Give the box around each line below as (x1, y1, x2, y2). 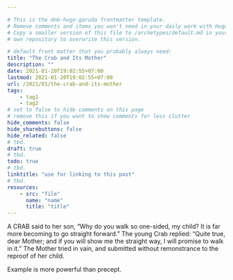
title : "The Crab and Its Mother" (7, 55, 107, 62)
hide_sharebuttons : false (7, 126, 82, 133)
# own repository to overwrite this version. (7, 35, 141, 42)
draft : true (7, 145, 42, 152)
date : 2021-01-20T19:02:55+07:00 (7, 67, 104, 74)
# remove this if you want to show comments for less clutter (7, 113, 191, 120)
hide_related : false (7, 132, 67, 139)
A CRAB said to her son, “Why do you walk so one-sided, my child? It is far (7, 222, 221, 231)
